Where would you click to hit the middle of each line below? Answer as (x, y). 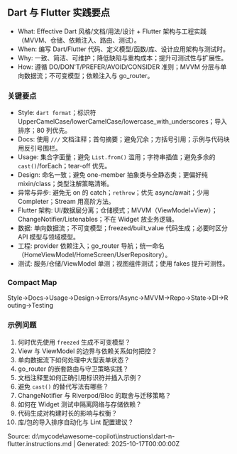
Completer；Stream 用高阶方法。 (66, 202)
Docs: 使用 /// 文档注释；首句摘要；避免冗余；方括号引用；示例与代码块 (124, 139)
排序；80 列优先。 (44, 131)
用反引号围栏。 (39, 148)
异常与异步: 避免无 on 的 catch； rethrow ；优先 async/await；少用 (113, 193)
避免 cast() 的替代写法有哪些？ (63, 387)
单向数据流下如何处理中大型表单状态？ (73, 360)
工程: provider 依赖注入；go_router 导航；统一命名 (91, 246)
